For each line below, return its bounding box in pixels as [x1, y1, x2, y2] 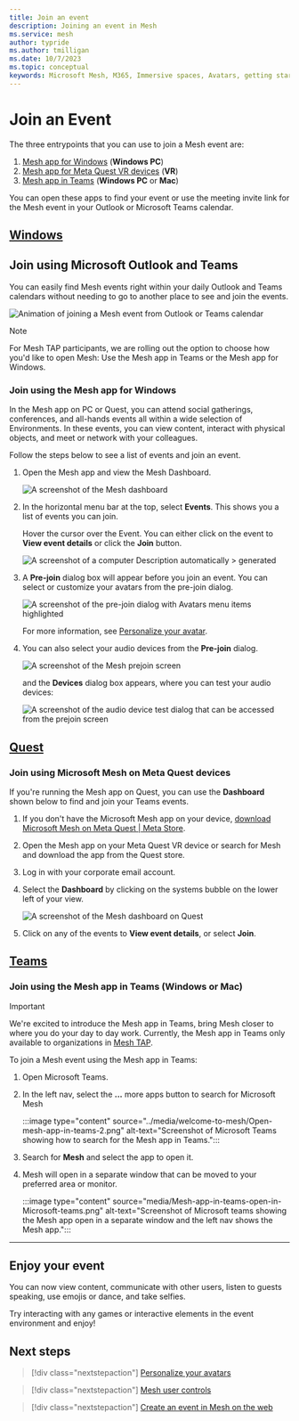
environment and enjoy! [9, 1318, 96, 1328]
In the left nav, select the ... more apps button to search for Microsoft [21, 1089, 276, 1099]
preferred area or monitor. [21, 1178, 117, 1189]
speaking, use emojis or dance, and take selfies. [9, 1291, 186, 1302]
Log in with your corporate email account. [21, 866, 176, 878]
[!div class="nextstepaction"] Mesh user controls [30, 1384, 212, 1395]
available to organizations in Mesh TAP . [9, 1037, 153, 1048]
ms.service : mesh [9, 29, 74, 38]
